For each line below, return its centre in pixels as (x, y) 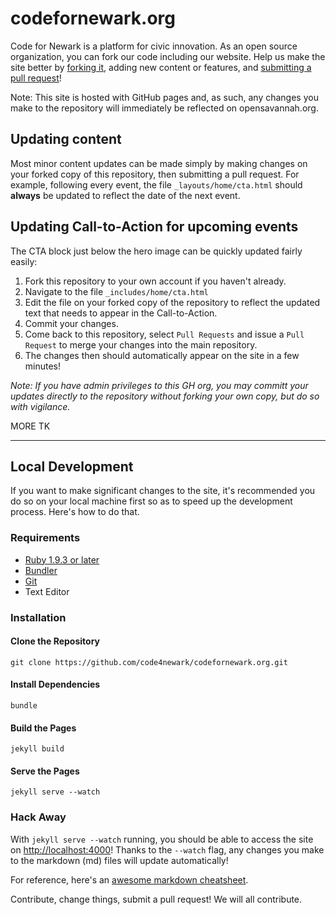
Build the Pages (43, 728)
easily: (24, 261)
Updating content (66, 139)
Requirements (45, 538)
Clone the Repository (55, 641)
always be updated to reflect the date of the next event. (125, 195)
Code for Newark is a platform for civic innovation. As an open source (154, 46)
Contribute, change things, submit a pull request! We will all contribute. (156, 899)
